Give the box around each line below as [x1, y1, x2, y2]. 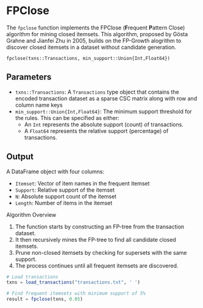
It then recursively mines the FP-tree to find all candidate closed [15, 236, 177, 243]
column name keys [15, 101, 63, 108]
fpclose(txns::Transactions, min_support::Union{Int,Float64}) [6, 55, 171, 61]
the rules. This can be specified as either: [15, 114, 119, 121]
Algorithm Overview [6, 211, 57, 218]
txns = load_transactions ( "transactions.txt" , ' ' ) [6, 279, 140, 285]
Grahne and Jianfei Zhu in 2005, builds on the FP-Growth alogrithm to [6, 37, 182, 44]
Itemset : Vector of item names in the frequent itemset [15, 179, 150, 187]
